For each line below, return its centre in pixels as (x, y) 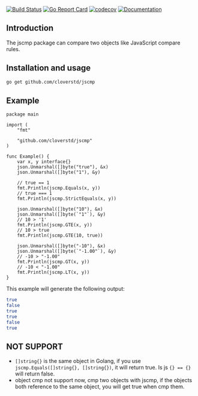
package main (22, 114)
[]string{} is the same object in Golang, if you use (78, 361)
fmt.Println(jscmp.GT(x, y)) (53, 262)
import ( (17, 125)
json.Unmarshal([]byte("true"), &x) (63, 167)
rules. (13, 49)
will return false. (35, 374)
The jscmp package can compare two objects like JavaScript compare (93, 43)
